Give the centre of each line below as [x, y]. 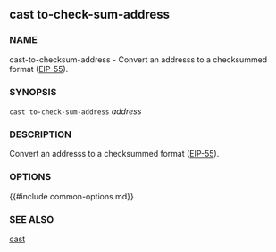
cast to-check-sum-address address [75, 111]
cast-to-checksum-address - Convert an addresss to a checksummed [138, 59]
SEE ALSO [32, 219]
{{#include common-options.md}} [71, 196]
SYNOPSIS [33, 92]
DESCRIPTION [41, 134]
